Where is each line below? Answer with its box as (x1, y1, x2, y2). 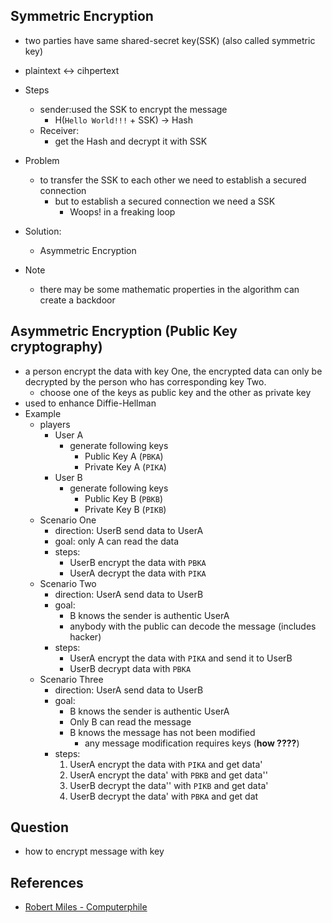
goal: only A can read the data (54, 535, 180, 547)
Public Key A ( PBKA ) (84, 450, 164, 462)
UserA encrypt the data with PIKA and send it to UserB (69, 652, 293, 664)
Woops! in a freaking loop (69, 205, 176, 218)
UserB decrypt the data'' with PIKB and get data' (69, 779, 269, 791)
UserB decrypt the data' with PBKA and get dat (69, 790, 259, 802)
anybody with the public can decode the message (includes (69, 620, 317, 632)
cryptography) (10, 339, 103, 356)
